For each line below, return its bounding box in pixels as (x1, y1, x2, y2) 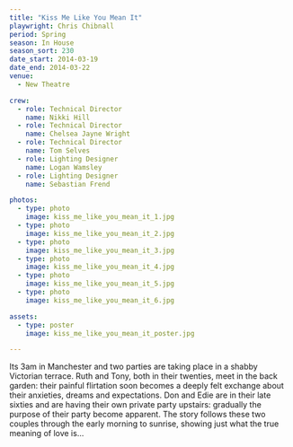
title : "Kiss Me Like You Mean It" (9, 13, 143, 22)
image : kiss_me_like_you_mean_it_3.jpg (25, 246, 175, 255)
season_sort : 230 (9, 47, 75, 56)
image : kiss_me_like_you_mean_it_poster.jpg (25, 329, 195, 337)
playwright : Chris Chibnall (9, 22, 115, 31)
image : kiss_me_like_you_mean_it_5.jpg (25, 279, 175, 288)
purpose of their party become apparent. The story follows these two (9, 409, 266, 420)
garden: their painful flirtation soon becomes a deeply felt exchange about (9, 381, 285, 391)
